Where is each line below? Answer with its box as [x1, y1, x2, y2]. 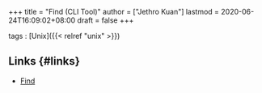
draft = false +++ [77, 15, 134, 25]
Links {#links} [8, 54, 81, 68]
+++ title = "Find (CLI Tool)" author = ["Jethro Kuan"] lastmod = [8, 7, 220, 16]
